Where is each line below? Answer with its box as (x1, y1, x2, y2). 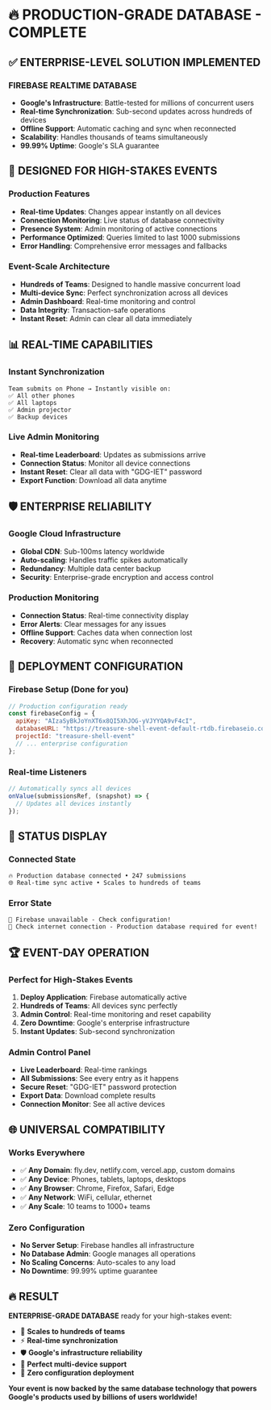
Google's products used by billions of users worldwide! (8, 1392, 198, 1402)
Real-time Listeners (8, 766, 87, 778)
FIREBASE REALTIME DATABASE (8, 79, 137, 90)
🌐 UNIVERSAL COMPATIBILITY (8, 1123, 166, 1137)
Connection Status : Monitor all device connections (19, 458, 191, 468)
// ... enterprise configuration (15, 740, 128, 748)
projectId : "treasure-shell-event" (15, 732, 135, 740)
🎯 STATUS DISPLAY (8, 829, 108, 843)
